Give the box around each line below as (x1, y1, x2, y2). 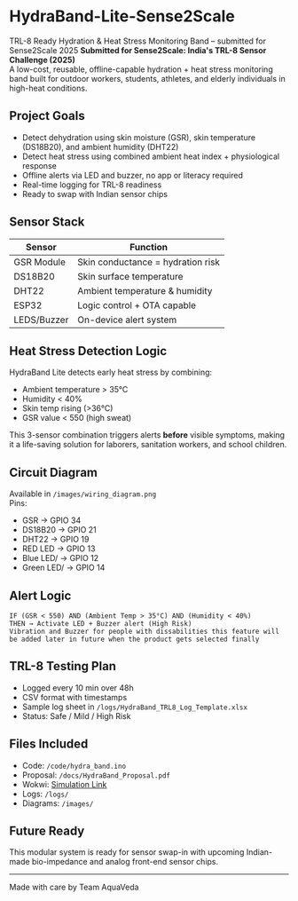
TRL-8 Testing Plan (9, 659, 117, 674)
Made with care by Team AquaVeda (9, 881, 139, 893)
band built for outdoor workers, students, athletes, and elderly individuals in (9, 73, 286, 83)
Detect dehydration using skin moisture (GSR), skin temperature (21, 131, 255, 143)
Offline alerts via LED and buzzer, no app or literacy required (21, 170, 244, 180)
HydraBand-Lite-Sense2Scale (9, 6, 235, 27)
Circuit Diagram (9, 464, 98, 480)
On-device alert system (76, 313, 177, 326)
